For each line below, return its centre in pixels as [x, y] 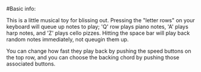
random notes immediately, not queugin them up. [68, 39]
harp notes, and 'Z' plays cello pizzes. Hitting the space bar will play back [98, 33]
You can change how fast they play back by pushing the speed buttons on [99, 51]
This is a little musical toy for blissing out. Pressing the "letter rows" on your [101, 20]
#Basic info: [21, 9]
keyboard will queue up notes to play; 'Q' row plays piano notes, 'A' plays [97, 27]
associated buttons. [31, 64]
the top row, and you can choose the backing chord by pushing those [93, 57]
